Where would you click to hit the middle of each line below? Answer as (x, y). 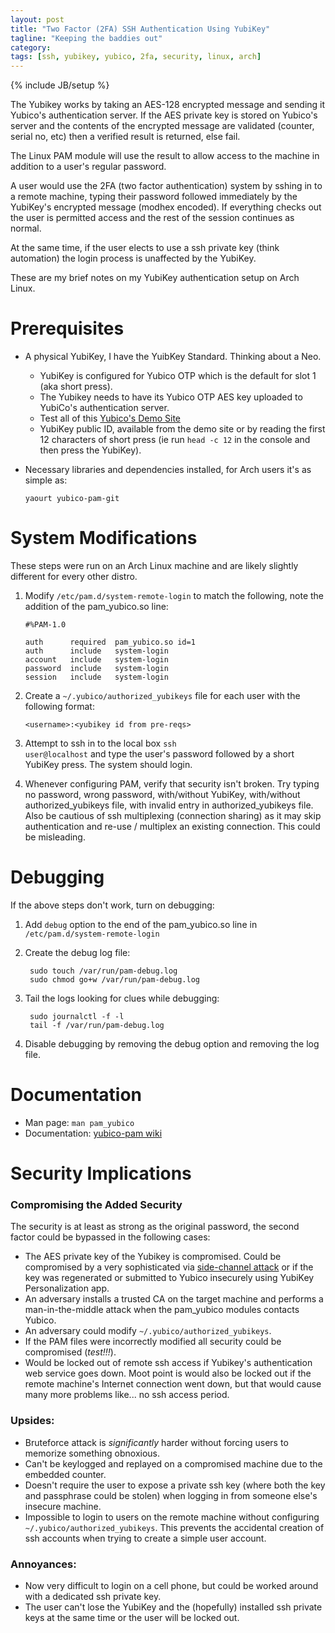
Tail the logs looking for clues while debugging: (122, 998)
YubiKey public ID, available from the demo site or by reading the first (182, 429)
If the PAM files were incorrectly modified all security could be (153, 1342)
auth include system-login (96, 651)
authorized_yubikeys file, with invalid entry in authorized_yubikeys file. (169, 805)
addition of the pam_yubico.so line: (96, 606)
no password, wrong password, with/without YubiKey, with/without (162, 794)
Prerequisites (67, 328)
